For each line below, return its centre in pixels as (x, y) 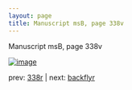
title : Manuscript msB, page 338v (66, 23)
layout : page (30, 16)
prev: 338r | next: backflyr (52, 77)
